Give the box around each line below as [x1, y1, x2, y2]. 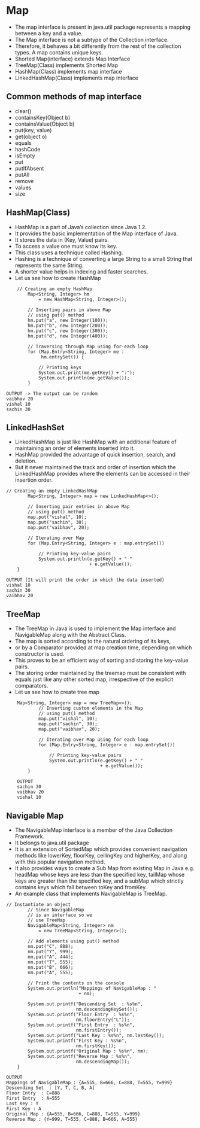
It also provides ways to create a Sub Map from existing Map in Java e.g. [14, 865, 195, 871]
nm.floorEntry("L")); [75, 1017, 130, 1023]
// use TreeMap [28, 917, 66, 923]
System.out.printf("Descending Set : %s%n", [28, 1001, 144, 1007]
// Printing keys [38, 364, 82, 370]
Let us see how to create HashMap [14, 274, 101, 281]
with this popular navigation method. [14, 858, 105, 865]
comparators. [14, 682, 49, 689]
